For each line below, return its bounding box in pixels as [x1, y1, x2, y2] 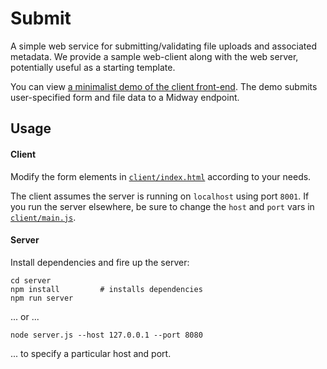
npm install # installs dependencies [10, 284, 203, 294]
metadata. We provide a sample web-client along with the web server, [10, 50, 299, 62]
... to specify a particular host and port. [10, 347, 172, 359]
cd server [10, 275, 52, 286]
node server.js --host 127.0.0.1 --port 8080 [10, 330, 203, 340]
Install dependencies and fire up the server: [10, 256, 190, 268]
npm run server [10, 293, 74, 303]
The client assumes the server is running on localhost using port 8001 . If [10, 190, 310, 202]
